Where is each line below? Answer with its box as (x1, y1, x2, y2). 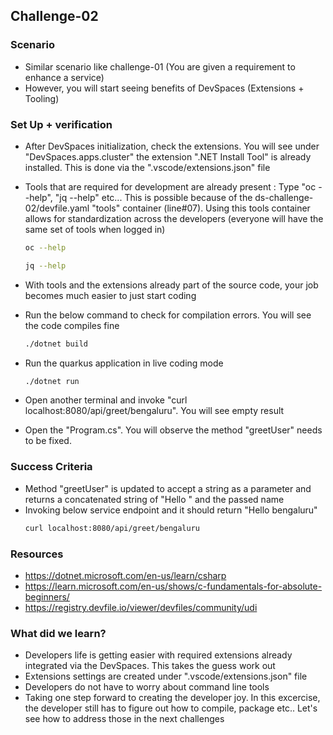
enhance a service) (24, 71, 105, 83)
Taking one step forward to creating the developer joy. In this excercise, (24, 692, 321, 704)
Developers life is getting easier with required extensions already (24, 649, 293, 661)
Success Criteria (10, 460, 93, 474)
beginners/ (24, 590, 70, 603)
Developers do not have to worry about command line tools (24, 681, 270, 693)
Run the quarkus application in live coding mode (24, 357, 224, 369)
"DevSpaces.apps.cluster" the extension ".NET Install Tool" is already (24, 150, 312, 163)
